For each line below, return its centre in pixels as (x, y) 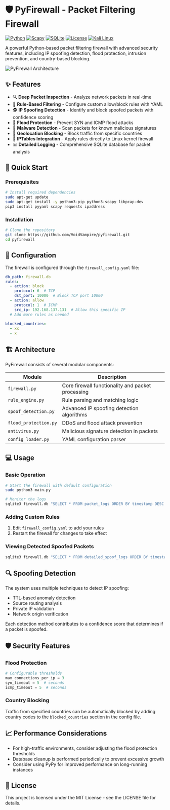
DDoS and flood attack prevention (102, 422)
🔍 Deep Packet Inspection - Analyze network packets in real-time (82, 97)
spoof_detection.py (31, 411)
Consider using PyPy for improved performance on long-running (80, 764)
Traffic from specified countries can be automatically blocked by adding (80, 711)
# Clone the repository (30, 230)
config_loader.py (29, 439)
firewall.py (22, 389)
